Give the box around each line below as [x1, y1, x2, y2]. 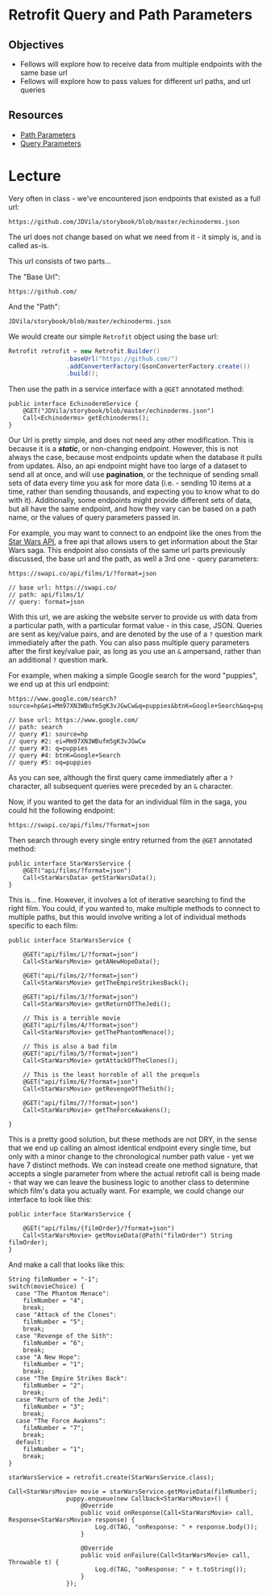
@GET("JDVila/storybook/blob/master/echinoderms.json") [23, 407, 215, 416]
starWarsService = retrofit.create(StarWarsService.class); [8, 1474, 215, 1482]
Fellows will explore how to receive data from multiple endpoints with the [19, 59, 262, 69]
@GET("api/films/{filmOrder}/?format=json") [23, 1225, 175, 1233]
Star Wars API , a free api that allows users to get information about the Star [8, 537, 258, 546]
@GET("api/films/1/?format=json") [23, 951, 139, 959]
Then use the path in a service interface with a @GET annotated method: [8, 384, 244, 394]
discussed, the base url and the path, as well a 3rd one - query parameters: [8, 554, 260, 563]
